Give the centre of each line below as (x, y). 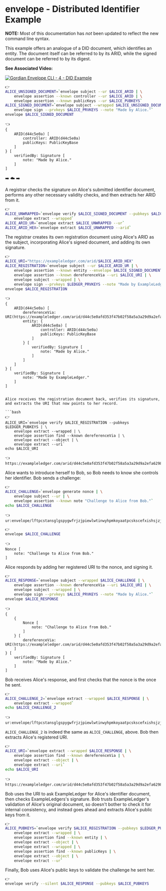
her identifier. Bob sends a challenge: (43, 478)
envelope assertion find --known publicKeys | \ (65, 851)
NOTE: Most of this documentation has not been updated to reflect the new (82, 33)
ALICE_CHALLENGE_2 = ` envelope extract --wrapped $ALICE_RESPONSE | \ (77, 698)
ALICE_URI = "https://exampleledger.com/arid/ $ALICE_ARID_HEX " (69, 261)
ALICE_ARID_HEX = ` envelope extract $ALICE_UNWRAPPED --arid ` (68, 228)
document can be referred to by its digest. (48, 58)
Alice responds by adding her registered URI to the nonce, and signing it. (79, 567)
